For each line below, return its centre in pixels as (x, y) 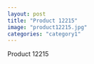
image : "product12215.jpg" (47, 27)
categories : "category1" (44, 34)
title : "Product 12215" (43, 21)
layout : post (27, 14)
